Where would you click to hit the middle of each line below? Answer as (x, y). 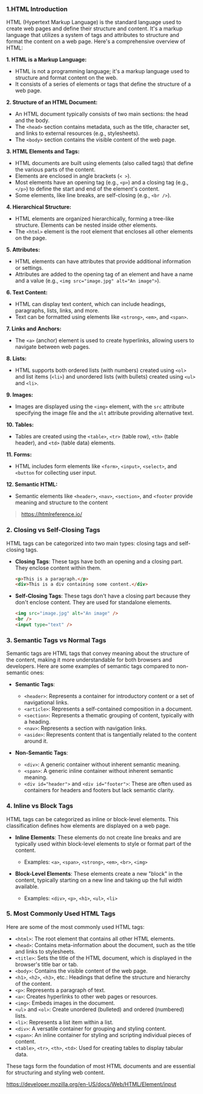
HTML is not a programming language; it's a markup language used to (102, 71)
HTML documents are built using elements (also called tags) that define (104, 163)
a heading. (37, 722)
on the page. (31, 238)
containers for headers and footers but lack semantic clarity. (99, 790)
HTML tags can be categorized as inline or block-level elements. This (92, 819)
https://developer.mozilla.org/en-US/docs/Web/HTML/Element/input (92, 1084)
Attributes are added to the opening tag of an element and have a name (104, 275)
